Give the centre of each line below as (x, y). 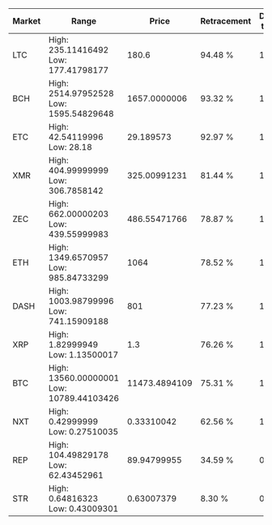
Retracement (226, 21)
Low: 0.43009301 (83, 508)
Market (27, 21)
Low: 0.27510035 (83, 431)
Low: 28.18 (70, 147)
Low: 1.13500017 (83, 354)
